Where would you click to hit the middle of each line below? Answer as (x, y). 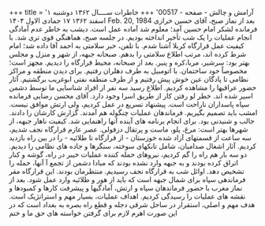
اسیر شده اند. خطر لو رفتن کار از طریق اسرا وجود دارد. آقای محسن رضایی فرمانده (131, 96)
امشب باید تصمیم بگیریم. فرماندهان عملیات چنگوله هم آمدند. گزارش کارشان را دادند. (133, 113)
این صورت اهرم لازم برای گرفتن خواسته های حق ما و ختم (93, 213)
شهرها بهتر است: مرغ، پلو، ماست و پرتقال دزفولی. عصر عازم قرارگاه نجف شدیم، (129, 129)
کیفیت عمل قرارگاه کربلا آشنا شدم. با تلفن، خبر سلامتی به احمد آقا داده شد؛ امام (127, 46)
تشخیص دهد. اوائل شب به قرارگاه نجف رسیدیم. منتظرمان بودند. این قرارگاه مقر (127, 171)
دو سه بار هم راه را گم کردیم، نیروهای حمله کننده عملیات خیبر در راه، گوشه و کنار (128, 154)
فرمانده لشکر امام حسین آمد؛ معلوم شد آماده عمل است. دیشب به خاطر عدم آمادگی (133, 29)
